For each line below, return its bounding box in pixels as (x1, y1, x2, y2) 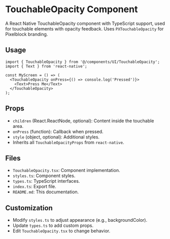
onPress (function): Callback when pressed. (12, 128, 104, 134)
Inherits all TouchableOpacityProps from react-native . (12, 139, 124, 145)
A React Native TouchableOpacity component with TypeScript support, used (5, 20, 165, 26)
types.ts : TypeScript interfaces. (12, 178, 80, 184)
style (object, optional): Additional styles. (12, 133, 100, 140)
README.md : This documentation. (12, 189, 79, 195)
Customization (5, 203, 53, 212)
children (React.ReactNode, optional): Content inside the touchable (12, 118, 154, 124)
